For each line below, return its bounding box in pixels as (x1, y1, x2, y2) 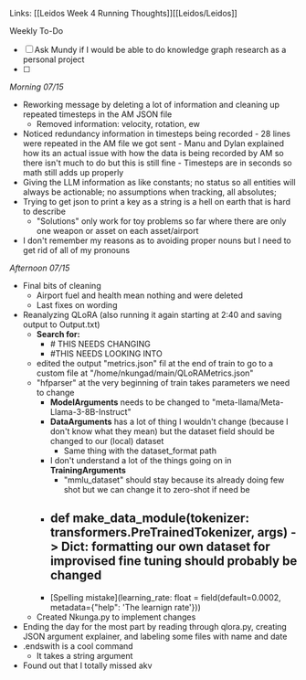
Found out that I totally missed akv (22, 660, 153, 671)
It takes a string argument (36, 650, 133, 661)
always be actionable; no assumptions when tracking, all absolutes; (22, 186, 277, 197)
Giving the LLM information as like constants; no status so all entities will (22, 177, 296, 187)
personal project (22, 54, 85, 65)
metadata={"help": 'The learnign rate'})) (49, 601, 201, 612)
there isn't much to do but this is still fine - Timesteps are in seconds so (22, 157, 292, 168)
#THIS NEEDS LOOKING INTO (49, 348, 163, 359)
